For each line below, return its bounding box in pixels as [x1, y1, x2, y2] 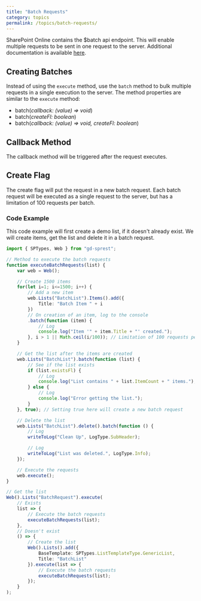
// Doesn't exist [17, 528, 60, 534]
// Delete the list [17, 417, 66, 423]
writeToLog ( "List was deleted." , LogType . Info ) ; [28, 451, 151, 457]
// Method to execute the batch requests [6, 256, 111, 262]
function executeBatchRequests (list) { [6, 262, 106, 268]
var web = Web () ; [17, 268, 60, 274]
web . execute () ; [17, 473, 55, 479]
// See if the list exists [28, 361, 95, 368]
